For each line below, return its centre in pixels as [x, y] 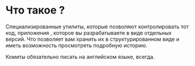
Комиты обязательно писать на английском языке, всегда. [80, 57]
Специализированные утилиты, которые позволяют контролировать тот [97, 27]
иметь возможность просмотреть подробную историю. [76, 45]
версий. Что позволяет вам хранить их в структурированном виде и [92, 39]
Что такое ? [35, 10]
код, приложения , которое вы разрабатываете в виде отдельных [89, 32]
